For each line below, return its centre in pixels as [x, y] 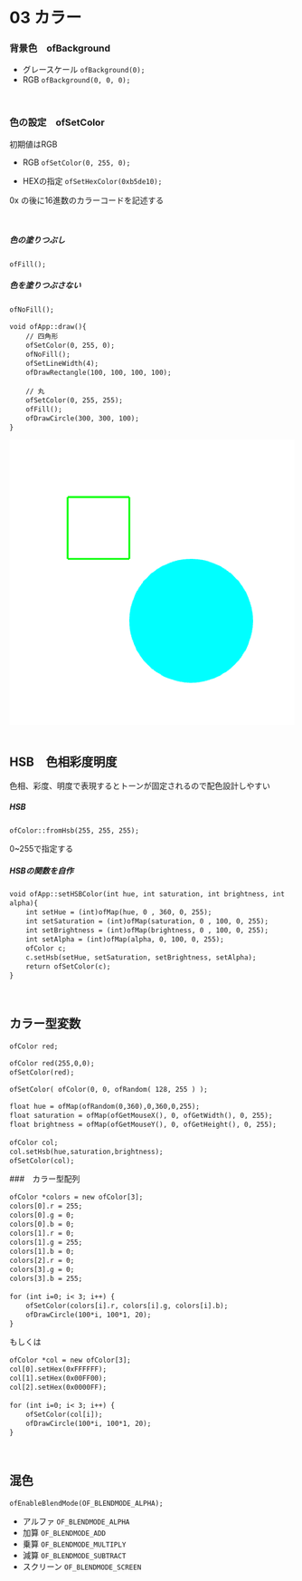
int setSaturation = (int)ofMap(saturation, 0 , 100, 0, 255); [147, 921]
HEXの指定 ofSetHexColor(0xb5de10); [92, 180]
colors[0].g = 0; [42, 1215]
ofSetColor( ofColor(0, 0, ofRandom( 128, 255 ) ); [109, 1090]
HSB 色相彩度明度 [63, 762]
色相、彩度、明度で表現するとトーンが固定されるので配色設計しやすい [140, 786]
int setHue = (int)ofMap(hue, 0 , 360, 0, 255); [119, 912]
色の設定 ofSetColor [57, 122]
